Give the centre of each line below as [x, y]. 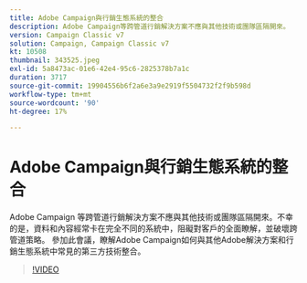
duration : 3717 [38, 78]
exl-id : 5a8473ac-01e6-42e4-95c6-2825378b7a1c [100, 69]
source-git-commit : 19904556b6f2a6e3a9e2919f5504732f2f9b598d [130, 86]
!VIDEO [45, 269]
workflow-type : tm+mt [51, 94]
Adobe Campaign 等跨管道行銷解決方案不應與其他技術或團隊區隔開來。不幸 [152, 217]
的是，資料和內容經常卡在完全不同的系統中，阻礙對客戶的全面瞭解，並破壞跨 [153, 228]
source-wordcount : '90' [55, 103]
